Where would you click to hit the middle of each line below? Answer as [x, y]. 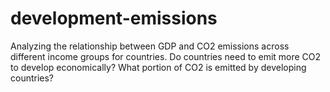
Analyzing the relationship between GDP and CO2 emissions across [150, 46]
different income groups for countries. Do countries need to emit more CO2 [166, 56]
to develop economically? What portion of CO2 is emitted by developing [158, 67]
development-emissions [114, 18]
